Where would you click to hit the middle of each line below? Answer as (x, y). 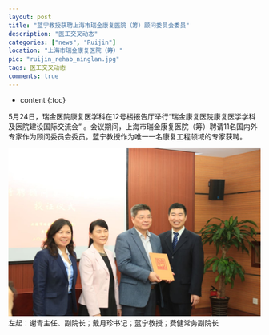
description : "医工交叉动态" (53, 34)
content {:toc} (43, 99)
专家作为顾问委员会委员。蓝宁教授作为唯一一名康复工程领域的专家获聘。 (127, 136)
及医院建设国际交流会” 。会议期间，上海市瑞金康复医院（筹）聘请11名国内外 (133, 126)
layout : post (30, 17)
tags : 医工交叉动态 (37, 68)
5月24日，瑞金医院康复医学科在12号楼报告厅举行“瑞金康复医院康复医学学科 (132, 116)
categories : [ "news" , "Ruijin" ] (62, 42)
